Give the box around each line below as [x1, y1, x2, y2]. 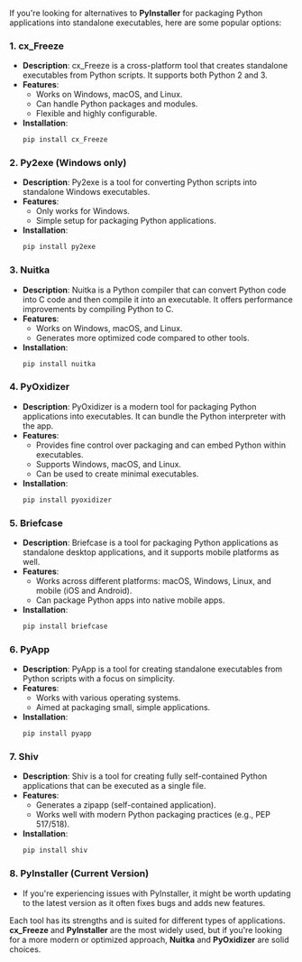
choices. [9, 943, 41, 955]
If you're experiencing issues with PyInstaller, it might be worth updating [22, 888, 291, 899]
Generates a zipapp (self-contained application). [35, 800, 216, 810]
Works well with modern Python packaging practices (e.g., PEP [35, 809, 270, 820]
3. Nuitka [9, 264, 50, 276]
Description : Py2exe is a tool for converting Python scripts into [22, 177, 257, 188]
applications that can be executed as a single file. [22, 781, 206, 791]
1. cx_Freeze [9, 40, 65, 52]
